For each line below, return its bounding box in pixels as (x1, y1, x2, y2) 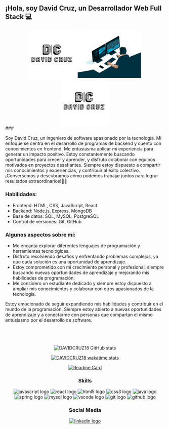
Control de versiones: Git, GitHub (12, 218, 82, 224)
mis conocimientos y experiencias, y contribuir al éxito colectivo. (5, 167, 140, 174)
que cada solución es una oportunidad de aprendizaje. (12, 258, 126, 265)
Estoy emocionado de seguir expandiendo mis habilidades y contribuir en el (5, 301, 163, 307)
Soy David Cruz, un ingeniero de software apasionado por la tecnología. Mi (5, 135, 162, 141)
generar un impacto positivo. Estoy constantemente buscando (5, 151, 135, 158)
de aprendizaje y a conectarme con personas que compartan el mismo (5, 311, 153, 318)
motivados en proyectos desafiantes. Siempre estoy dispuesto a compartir (5, 162, 160, 168)
